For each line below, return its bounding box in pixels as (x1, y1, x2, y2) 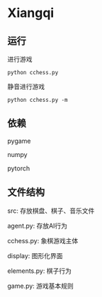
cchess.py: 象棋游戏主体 (7, 236, 79, 245)
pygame (7, 136, 31, 145)
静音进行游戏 (7, 83, 45, 91)
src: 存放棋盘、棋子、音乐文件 (7, 206, 95, 215)
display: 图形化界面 (7, 251, 63, 260)
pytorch (7, 164, 30, 173)
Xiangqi (7, 5, 55, 21)
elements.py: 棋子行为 (7, 267, 72, 275)
